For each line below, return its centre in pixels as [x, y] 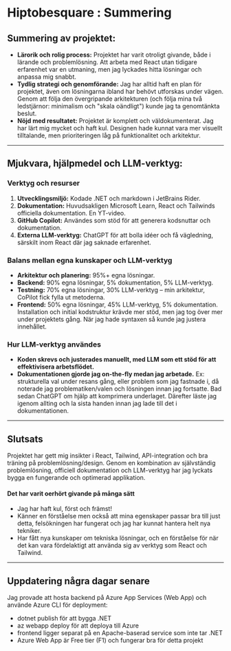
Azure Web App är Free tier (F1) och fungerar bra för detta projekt [110, 641]
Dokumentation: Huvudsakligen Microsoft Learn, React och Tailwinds [116, 206]
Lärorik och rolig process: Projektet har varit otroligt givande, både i [114, 55]
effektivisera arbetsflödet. [56, 367]
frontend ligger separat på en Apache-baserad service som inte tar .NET [120, 633]
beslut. [27, 113]
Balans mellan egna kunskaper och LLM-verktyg [90, 260]
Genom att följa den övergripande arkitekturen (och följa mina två [110, 99]
